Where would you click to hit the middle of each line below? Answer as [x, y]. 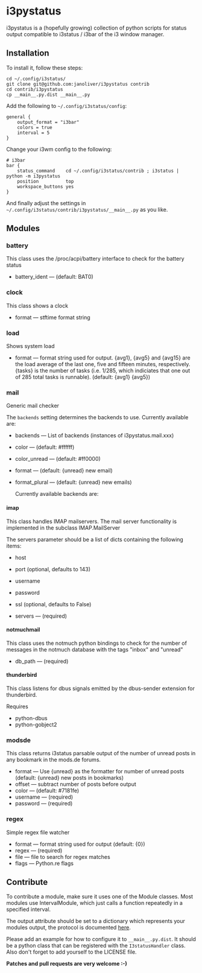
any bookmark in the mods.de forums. [54, 760]
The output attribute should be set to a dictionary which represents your [96, 921]
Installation [28, 53]
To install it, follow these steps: [45, 68]
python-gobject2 [36, 724]
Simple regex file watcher [38, 832]
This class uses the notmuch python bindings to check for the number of [96, 643]
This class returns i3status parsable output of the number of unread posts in [101, 753]
